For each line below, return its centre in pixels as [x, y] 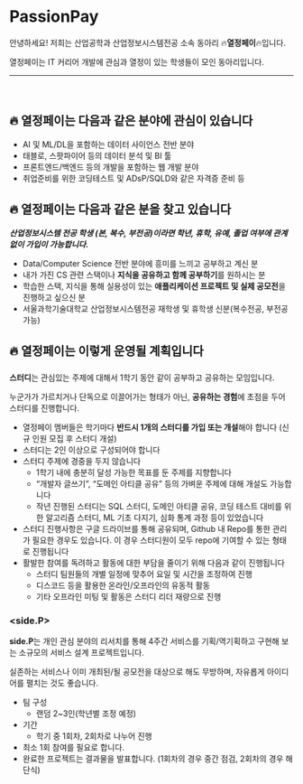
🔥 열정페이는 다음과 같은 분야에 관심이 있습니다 [131, 121]
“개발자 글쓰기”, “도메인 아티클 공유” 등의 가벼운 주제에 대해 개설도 [152, 483]
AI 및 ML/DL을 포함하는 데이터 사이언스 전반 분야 [108, 144]
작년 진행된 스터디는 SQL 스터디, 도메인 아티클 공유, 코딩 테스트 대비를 [159, 506]
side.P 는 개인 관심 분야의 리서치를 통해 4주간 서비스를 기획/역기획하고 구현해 [144, 641]
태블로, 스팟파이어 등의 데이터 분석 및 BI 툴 [97, 155]
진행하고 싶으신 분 [54, 297]
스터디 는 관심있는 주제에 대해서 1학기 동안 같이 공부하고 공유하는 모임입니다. [142, 378]
